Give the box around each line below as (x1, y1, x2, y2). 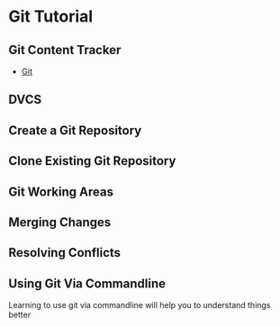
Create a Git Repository (8, 123, 142, 138)
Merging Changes (8, 214, 112, 230)
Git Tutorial (8, 6, 94, 27)
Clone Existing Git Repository (8, 153, 176, 168)
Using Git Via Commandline (8, 276, 166, 291)
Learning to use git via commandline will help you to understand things (8, 300, 271, 311)
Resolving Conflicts (8, 245, 122, 260)
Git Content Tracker (8, 42, 122, 58)
